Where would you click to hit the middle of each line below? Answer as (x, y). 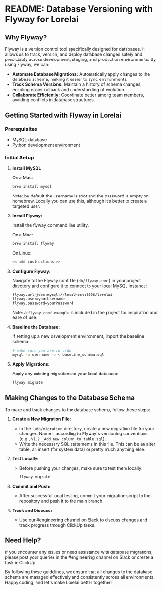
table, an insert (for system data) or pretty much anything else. (82, 449)
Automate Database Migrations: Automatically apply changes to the (81, 74)
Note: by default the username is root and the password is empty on (81, 196)
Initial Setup (19, 157)
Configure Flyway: (31, 271)
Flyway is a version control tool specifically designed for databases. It (75, 49)
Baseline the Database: (36, 327)
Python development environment (46, 145)
